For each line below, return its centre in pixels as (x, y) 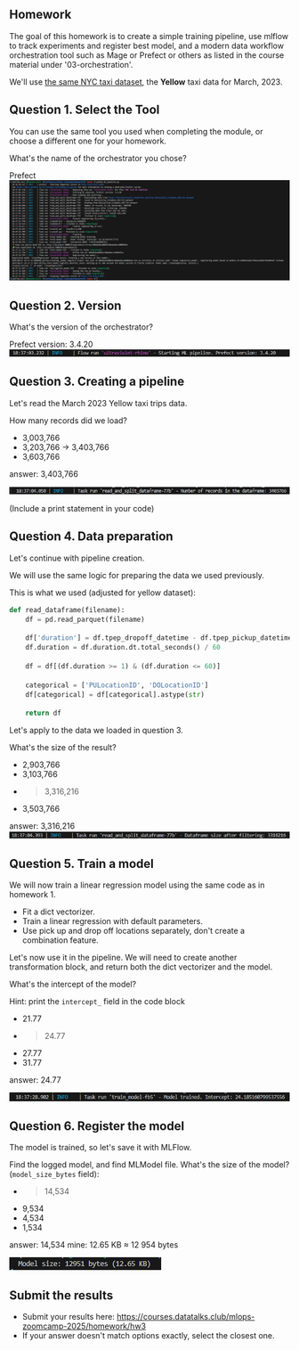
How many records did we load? (68, 420)
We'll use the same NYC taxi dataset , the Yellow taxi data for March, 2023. (146, 82)
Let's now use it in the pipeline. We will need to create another (123, 957)
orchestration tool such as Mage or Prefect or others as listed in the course (147, 55)
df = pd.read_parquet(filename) (85, 619)
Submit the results (61, 1295)
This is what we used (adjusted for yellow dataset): (102, 593)
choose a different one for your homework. (88, 141)
